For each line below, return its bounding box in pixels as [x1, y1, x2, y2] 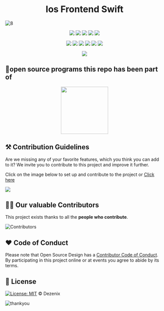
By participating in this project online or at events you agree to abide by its [5, 257, 159, 263]
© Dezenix [38, 291, 60, 296]
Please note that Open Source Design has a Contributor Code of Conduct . [5, 252, 158, 258]
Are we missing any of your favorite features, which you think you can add [5, 156, 159, 162]
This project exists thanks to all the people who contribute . [5, 214, 128, 220]
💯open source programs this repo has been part [5, 65, 158, 74]
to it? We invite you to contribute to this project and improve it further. [5, 161, 149, 167]
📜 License [5, 277, 37, 286]
